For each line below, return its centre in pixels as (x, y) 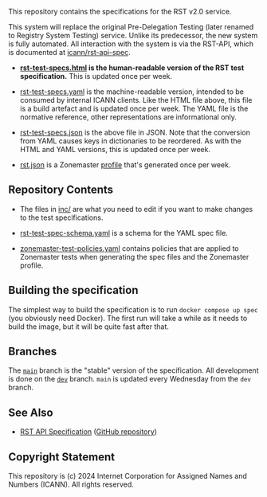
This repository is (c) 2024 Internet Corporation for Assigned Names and (128, 476)
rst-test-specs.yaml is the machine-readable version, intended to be (132, 92)
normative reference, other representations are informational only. (128, 117)
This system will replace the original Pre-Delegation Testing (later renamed (131, 27)
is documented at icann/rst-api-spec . (69, 52)
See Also (31, 412)
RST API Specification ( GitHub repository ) (88, 432)
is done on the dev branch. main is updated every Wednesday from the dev (130, 379)
